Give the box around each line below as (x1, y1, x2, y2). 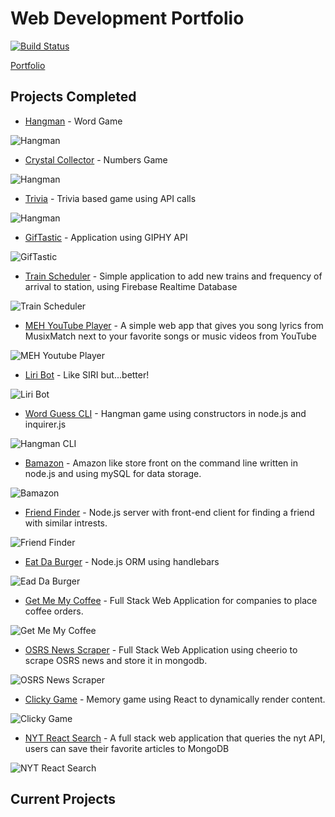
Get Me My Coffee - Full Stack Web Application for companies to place (24, 594, 318, 606)
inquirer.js (24, 418, 67, 430)
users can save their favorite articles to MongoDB (24, 742, 230, 754)
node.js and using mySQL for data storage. (24, 467, 202, 479)
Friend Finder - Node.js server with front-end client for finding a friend (24, 506, 315, 518)
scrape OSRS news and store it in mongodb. (24, 654, 208, 666)
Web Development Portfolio (10, 7, 245, 30)
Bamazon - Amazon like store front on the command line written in (24, 457, 298, 469)
